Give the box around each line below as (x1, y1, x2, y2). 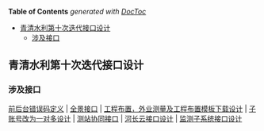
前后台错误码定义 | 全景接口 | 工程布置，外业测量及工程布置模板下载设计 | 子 (8, 103, 256, 114)
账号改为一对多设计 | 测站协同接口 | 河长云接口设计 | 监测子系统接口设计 (8, 114, 243, 123)
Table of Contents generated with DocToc (8, 7, 147, 16)
